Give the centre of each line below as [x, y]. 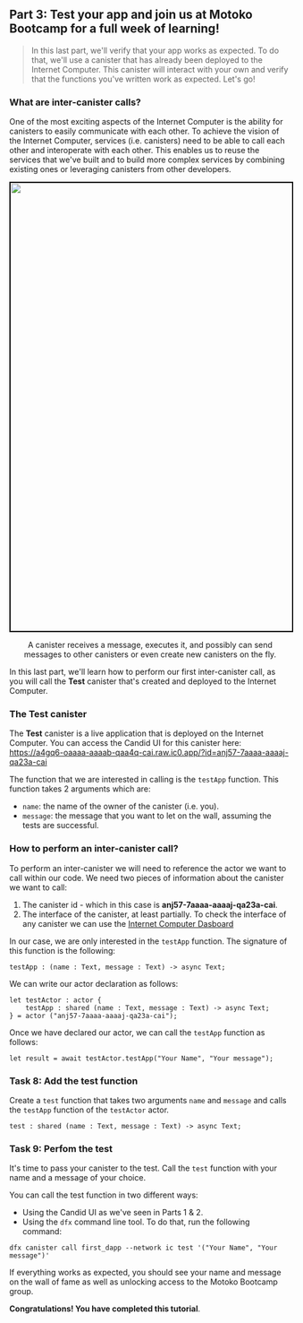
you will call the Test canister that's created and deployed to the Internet [143, 681]
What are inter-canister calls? [75, 102]
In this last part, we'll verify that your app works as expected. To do [155, 50]
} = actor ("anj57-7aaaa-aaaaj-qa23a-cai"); [93, 1016]
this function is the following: [63, 950]
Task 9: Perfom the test [61, 1148]
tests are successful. [61, 826]
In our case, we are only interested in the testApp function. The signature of [148, 941]
